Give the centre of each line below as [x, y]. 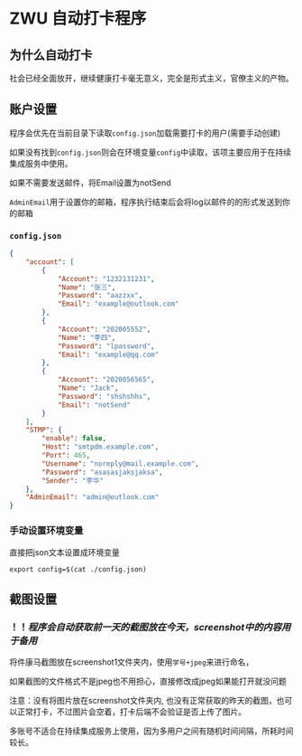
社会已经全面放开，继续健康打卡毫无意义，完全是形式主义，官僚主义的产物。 [151, 78]
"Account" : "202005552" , [104, 329]
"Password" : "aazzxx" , [100, 296]
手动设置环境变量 [46, 531]
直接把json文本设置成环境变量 [64, 552]
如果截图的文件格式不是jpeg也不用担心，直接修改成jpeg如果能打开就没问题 [148, 681]
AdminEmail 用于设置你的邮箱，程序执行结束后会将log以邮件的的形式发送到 [146, 202]
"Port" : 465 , [66, 456]
